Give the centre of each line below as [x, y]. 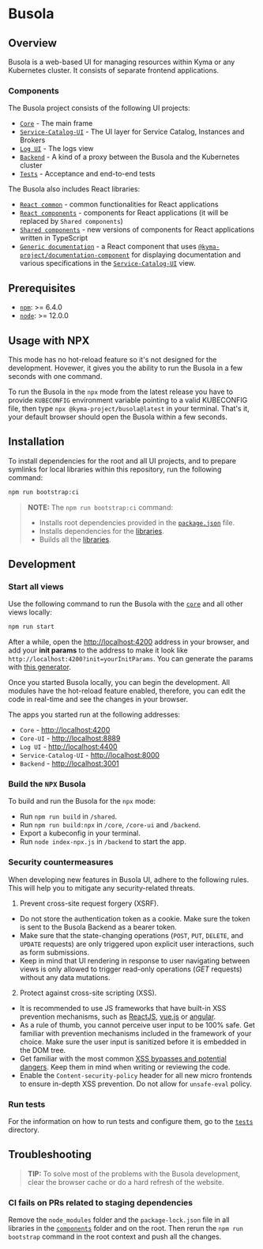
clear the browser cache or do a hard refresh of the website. [126, 1182]
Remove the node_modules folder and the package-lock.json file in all [119, 1220]
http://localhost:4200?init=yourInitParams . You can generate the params [131, 659]
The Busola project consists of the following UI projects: [100, 108]
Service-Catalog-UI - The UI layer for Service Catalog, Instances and [132, 132]
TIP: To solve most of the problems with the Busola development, [134, 1173]
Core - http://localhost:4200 [65, 730]
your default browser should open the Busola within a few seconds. [118, 417]
